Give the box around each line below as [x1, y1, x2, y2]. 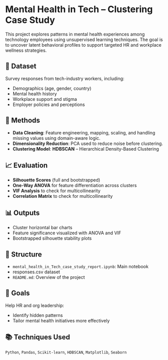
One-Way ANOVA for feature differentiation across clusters [12, 183, 137, 189]
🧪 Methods [5, 116, 40, 125]
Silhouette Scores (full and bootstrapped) [12, 177, 100, 183]
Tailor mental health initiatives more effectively [12, 317, 110, 323]
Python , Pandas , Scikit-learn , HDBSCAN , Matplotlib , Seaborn [5, 349, 127, 355]
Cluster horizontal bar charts [12, 225, 72, 231]
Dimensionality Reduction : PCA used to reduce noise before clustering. [12, 140, 163, 147]
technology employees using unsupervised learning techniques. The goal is [5, 37, 163, 43]
